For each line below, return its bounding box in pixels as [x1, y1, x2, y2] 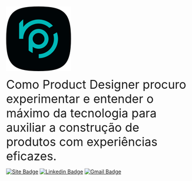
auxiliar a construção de [6, 120, 140, 135]
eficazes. [6, 149, 57, 163]
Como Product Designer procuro [6, 77, 187, 92]
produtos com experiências [6, 135, 158, 149]
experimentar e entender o [6, 92, 154, 106]
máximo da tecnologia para [6, 106, 157, 120]
